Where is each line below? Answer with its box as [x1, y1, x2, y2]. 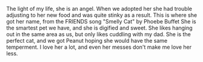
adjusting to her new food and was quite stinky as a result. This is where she [6, 11, 198, 19]
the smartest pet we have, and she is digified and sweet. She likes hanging [6, 24, 193, 31]
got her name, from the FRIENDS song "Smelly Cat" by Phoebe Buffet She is [6, 18, 196, 25]
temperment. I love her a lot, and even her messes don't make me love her [6, 43, 192, 51]
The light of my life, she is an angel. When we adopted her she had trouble [6, 5, 193, 12]
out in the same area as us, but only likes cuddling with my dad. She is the [6, 31, 191, 38]
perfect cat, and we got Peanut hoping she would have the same [6, 37, 168, 44]
